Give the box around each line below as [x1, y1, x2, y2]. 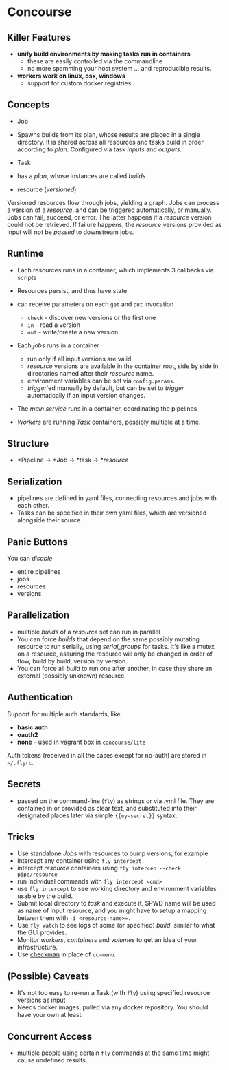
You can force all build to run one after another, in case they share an [16, 664, 213, 672]
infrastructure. [16, 943, 58, 952]
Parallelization [7, 610, 70, 621]
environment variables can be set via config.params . [27, 376, 175, 385]
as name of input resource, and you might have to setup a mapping [16, 906, 207, 915]
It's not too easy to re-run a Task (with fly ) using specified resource [16, 989, 210, 997]
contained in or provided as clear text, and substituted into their [16, 804, 197, 812]
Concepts [7, 99, 50, 111]
